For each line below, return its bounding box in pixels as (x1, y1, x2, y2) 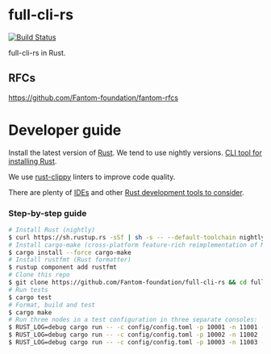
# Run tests (8, 285, 48, 294)
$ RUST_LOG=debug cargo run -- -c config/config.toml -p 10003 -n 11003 (8, 339, 258, 347)
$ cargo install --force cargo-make (8, 248, 131, 256)
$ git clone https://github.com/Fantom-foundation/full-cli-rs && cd (8, 278, 248, 287)
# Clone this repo (8, 271, 70, 279)
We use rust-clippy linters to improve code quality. (8, 172, 176, 181)
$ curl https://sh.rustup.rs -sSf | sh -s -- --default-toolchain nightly (8, 233, 265, 241)
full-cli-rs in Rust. (8, 48, 66, 57)
